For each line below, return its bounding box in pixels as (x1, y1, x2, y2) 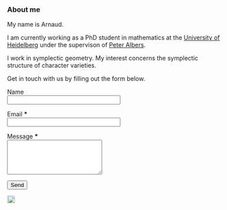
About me (7, 5, 41, 14)
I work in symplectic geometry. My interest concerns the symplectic (7, 54, 198, 62)
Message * (7, 132, 38, 141)
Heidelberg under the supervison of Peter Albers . (7, 41, 146, 49)
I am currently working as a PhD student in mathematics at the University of (7, 34, 220, 42)
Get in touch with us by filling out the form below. (7, 75, 146, 83)
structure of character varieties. (7, 62, 97, 70)
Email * (7, 110, 28, 118)
